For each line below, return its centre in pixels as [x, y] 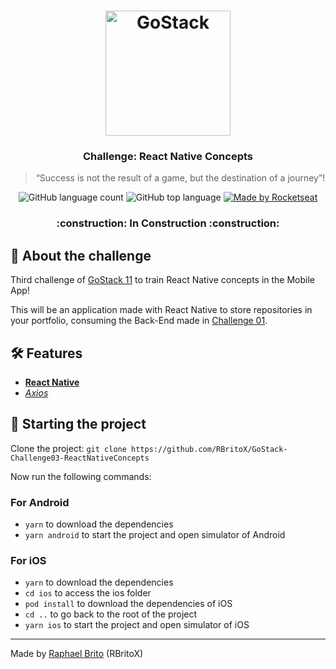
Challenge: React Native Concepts [168, 157]
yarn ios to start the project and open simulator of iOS [137, 625]
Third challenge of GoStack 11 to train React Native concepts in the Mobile [163, 280]
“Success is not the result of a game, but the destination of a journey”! [180, 178]
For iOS [28, 561]
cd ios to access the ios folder [88, 593]
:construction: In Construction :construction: [168, 223]
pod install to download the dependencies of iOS [128, 604]
